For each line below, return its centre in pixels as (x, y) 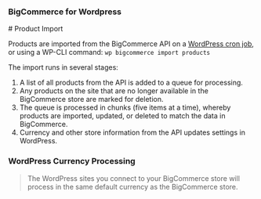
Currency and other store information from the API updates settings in (132, 132)
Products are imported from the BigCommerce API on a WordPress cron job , (131, 44)
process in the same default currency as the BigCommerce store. (132, 186)
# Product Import (36, 29)
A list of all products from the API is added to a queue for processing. (131, 83)
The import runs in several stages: (63, 67)
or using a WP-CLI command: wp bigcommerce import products (109, 52)
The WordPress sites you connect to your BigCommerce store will (134, 178)
